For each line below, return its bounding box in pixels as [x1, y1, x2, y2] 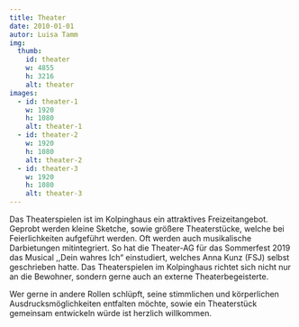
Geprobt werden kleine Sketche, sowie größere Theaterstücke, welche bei [9, 223, 285, 234]
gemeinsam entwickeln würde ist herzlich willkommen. [9, 308, 213, 318]
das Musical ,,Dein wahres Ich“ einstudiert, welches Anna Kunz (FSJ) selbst [9, 252, 290, 262]
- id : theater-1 [17, 96, 78, 106]
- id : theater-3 [17, 164, 78, 173]
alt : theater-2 [25, 155, 83, 165]
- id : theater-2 [17, 131, 78, 140]
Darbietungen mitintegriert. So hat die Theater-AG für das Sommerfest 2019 [9, 242, 291, 253]
